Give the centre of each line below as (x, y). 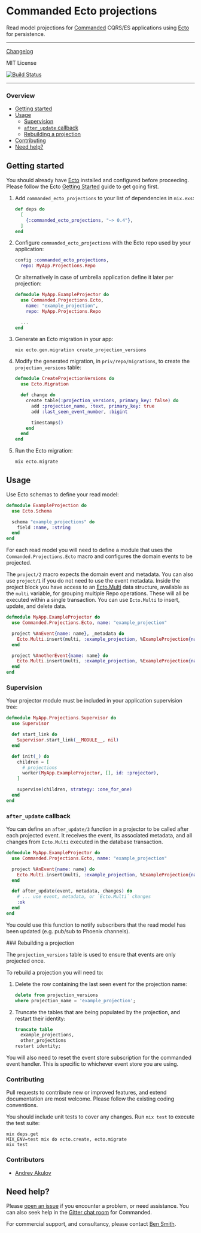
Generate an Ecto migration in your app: (64, 339)
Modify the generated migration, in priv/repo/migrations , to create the (102, 361)
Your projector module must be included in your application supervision (94, 701)
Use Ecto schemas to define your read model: (63, 494)
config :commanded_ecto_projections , (62, 260)
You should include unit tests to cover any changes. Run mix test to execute (100, 1117)
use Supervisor (31, 723)
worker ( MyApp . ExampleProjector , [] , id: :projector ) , (91, 773)
